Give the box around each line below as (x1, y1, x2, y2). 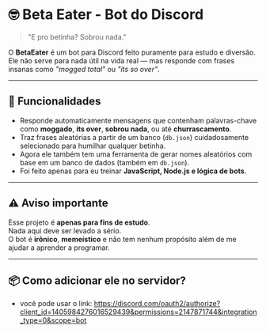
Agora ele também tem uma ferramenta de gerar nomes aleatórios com (19, 149, 253, 159)
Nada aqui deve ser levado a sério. (8, 225, 122, 235)
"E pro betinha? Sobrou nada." (27, 32, 127, 41)
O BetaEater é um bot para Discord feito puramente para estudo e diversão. (8, 47, 256, 57)
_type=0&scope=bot (19, 316, 87, 325)
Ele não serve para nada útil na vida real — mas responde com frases (8, 55, 235, 65)
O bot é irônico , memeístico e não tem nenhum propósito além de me (8, 234, 237, 244)
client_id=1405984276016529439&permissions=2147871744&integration (19, 307, 257, 317)
